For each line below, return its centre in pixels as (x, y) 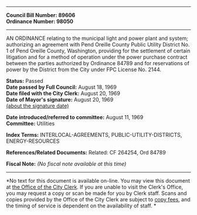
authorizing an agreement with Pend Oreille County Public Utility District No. (98, 44)
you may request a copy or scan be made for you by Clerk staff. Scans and (96, 193)
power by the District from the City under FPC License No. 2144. (84, 69)
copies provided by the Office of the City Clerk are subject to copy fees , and (98, 199)
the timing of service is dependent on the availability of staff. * (81, 206)
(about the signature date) (38, 106)
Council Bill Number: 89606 (41, 15)
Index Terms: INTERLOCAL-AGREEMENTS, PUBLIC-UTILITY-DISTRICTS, (94, 135)
